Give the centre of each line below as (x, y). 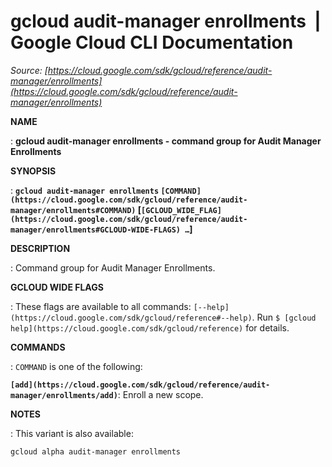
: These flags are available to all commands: (101, 306)
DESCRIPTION (40, 248)
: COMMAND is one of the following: (76, 366)
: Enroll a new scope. (160, 394)
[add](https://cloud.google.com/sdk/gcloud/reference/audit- (140, 385)
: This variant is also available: (72, 433)
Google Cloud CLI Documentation (152, 42)
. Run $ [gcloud (284, 317)
